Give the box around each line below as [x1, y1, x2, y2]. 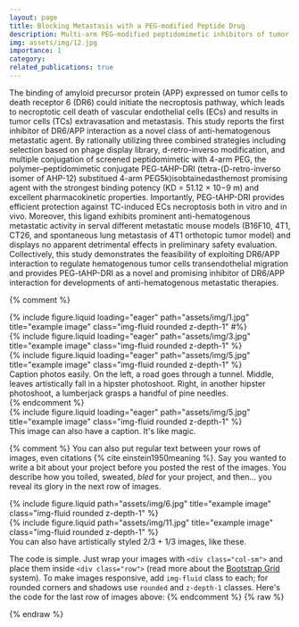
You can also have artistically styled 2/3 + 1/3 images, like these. [9, 536, 247, 547]
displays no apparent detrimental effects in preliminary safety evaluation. [9, 238, 278, 250]
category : [9, 54, 46, 63]
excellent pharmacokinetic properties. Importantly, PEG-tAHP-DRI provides [9, 191, 286, 202]
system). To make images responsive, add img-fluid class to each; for [9, 573, 269, 583]
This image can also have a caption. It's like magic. [9, 425, 196, 436]
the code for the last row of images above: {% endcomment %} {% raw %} [9, 591, 285, 602]
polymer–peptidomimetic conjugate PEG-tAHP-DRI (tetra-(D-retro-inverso [9, 163, 281, 174]
